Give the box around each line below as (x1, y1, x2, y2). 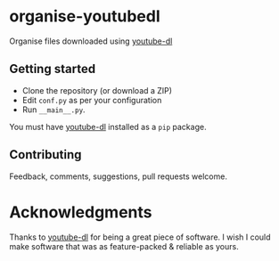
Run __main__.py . (21, 104, 86, 115)
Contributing (9, 147, 82, 162)
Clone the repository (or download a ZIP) (21, 85, 172, 95)
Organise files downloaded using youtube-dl (9, 36, 173, 46)
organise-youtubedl (9, 6, 160, 27)
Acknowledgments (9, 202, 153, 222)
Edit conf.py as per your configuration (21, 94, 162, 105)
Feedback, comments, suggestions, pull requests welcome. (9, 171, 227, 182)
